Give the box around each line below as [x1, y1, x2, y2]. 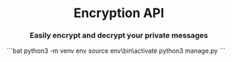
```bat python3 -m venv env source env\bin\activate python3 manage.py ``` [6, 46, 226, 55]
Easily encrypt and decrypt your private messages [29, 31, 209, 41]
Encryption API [73, 5, 164, 21]
